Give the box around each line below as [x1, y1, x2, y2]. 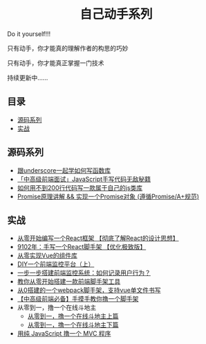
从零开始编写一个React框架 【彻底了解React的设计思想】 [17, 234, 179, 243]
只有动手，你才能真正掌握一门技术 [7, 58, 104, 67]
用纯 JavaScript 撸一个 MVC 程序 [17, 329, 111, 338]
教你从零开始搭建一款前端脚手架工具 [17, 277, 121, 286]
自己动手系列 [79, 6, 153, 22]
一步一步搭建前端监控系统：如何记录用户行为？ [17, 268, 151, 277]
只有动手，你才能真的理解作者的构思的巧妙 [7, 44, 129, 52]
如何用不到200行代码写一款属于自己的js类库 [17, 183, 143, 191]
